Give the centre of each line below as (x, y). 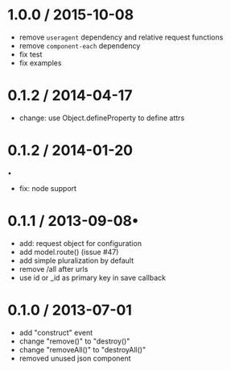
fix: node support (48, 188)
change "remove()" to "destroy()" (74, 341)
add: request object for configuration (80, 243)
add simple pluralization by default (76, 261)
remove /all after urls (54, 269)
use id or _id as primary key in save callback (93, 277)
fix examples (40, 63)
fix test (31, 54)
